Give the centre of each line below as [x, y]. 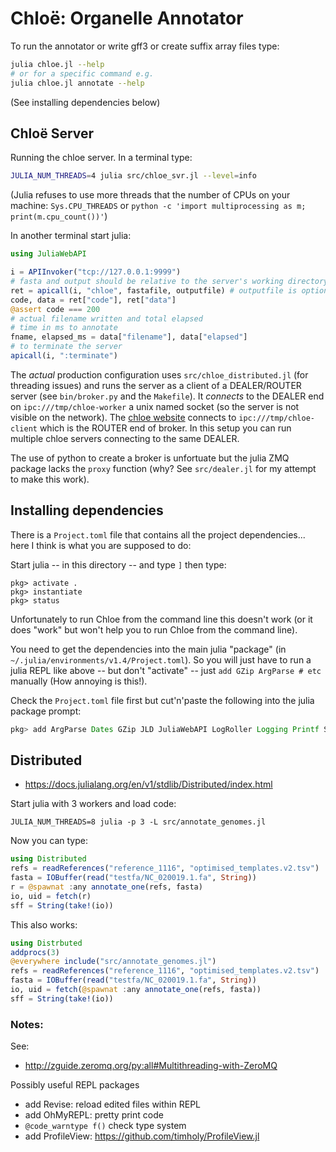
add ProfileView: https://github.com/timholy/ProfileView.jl [142, 1136]
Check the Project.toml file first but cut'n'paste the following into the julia [162, 700]
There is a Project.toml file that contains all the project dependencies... [158, 534]
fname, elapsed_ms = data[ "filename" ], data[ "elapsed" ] [129, 337]
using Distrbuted [46, 943]
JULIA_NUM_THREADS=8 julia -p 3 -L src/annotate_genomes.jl [138, 822]
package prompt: [46, 711]
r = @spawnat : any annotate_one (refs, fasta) [106, 887]
